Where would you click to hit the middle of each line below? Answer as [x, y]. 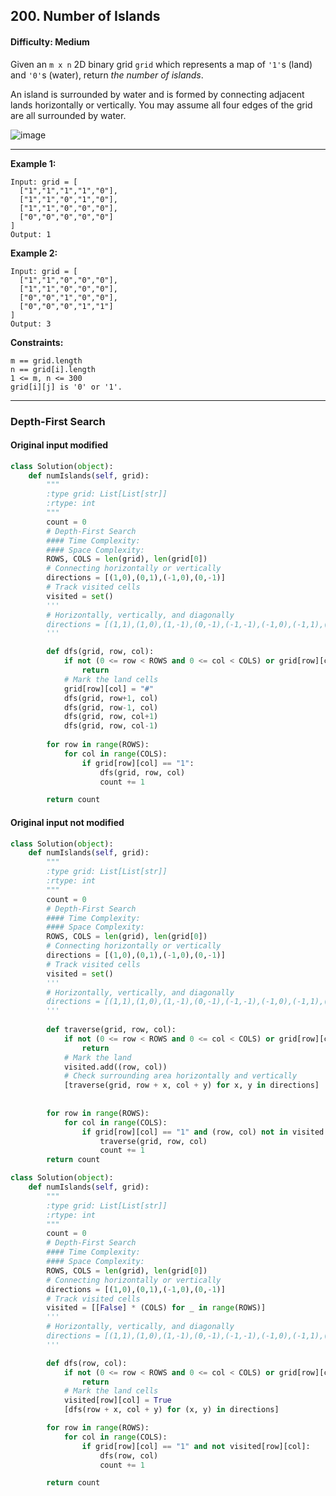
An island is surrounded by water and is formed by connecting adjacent [157, 94]
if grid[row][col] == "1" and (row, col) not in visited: [205, 1132]
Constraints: [37, 342]
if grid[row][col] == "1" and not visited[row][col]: [196, 1446]
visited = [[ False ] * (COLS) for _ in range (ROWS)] [156, 1308]
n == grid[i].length [53, 369]
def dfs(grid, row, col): [100, 652]
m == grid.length [46, 360]
